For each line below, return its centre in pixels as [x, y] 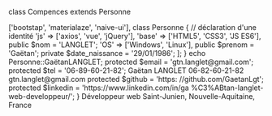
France [20, 105]
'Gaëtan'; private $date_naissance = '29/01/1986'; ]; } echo [107, 53]
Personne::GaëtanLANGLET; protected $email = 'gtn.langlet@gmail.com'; [131, 62]
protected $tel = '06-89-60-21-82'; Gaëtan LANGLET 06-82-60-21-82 [126, 71]
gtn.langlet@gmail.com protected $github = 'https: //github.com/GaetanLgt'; [136, 79]
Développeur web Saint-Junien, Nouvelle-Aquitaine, [168, 96]
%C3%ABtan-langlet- [227, 88]
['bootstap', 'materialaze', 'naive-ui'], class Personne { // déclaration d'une [133, 27]
